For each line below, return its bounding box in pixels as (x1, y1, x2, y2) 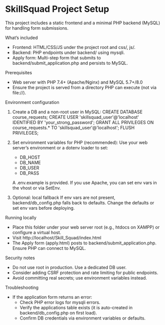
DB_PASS (19, 170, 40, 176)
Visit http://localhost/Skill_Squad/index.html (12, 234, 102, 240)
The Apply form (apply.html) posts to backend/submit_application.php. (12, 240, 157, 246)
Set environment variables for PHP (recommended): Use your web (12, 139, 148, 145)
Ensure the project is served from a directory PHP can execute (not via (12, 84, 157, 90)
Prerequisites (5, 69, 32, 75)
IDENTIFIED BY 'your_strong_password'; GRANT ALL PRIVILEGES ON (12, 119, 154, 125)
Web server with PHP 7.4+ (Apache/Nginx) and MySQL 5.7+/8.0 (12, 79, 143, 85)
